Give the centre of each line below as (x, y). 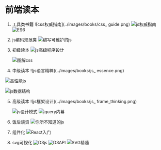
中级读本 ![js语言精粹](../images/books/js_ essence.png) (68, 70)
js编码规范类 (24, 40)
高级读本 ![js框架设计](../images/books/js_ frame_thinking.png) (74, 101)
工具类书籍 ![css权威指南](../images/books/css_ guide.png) (71, 24)
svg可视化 (22, 142)
